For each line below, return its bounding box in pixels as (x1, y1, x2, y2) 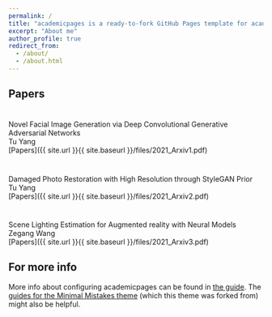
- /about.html (15, 58, 63, 66)
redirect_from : (8, 42, 60, 50)
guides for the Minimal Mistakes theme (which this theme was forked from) (8, 290, 259, 300)
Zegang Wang (8, 228, 56, 238)
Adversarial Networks (8, 128, 81, 138)
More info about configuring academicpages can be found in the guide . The (8, 281, 261, 292)
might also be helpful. (8, 299, 81, 309)
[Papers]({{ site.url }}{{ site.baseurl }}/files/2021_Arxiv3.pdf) (8, 237, 209, 246)
